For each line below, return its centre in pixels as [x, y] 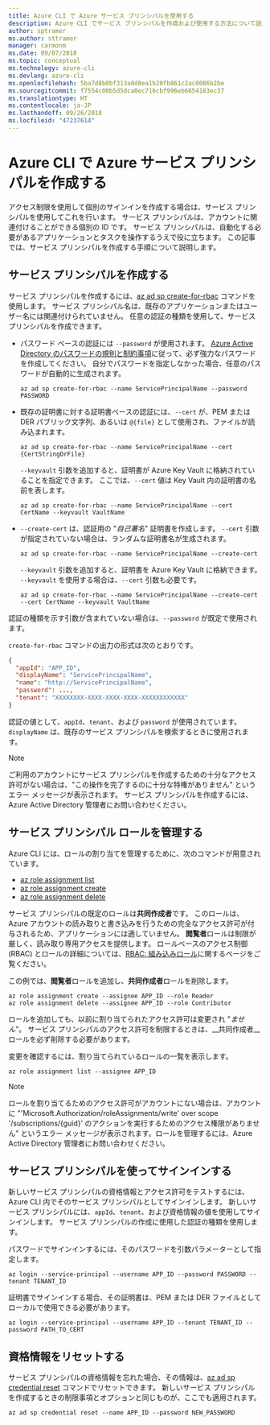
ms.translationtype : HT [48, 98]
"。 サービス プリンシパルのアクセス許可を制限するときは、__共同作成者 [135, 1029]
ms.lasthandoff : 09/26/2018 [55, 114]
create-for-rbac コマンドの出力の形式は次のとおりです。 [103, 645]
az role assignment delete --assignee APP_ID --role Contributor [120, 1003]
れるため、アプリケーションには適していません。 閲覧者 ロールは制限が [139, 933]
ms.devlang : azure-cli [46, 76]
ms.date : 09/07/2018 [43, 53]
